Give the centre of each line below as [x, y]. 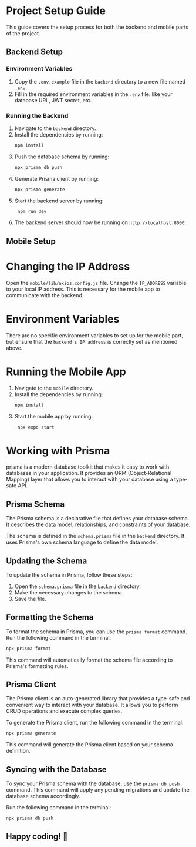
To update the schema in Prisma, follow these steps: [69, 574]
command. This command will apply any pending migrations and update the [98, 790]
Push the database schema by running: [62, 157]
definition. [18, 751]
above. [14, 348]
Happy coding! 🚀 [37, 837]
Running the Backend [37, 115]
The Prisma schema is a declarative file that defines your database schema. [98, 519]
